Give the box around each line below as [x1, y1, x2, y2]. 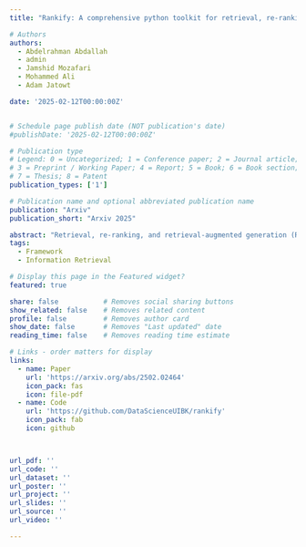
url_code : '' [9, 464, 59, 474]
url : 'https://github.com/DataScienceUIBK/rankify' [25, 407, 226, 416]
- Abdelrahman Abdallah [17, 46, 107, 56]
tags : [9, 239, 30, 248]
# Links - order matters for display [9, 347, 153, 356]
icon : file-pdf [25, 389, 84, 399]
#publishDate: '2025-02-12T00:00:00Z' [9, 129, 157, 139]
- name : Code [17, 398, 67, 408]
